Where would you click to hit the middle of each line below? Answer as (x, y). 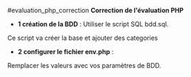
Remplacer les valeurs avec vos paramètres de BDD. (84, 66)
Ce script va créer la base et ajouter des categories (83, 38)
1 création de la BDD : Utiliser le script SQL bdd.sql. (93, 24)
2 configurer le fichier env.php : (66, 52)
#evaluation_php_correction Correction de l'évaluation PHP (95, 10)
